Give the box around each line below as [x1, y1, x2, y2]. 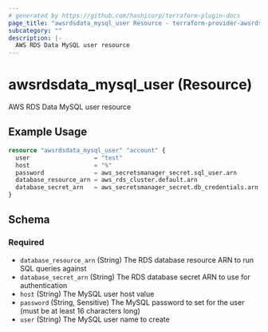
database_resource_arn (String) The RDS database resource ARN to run [19, 255, 254, 264]
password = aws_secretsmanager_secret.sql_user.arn [15, 168, 238, 176]
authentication [19, 280, 68, 290]
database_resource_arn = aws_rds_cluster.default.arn [15, 176, 198, 184]
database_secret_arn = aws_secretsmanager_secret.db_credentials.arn [15, 184, 259, 192]
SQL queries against [19, 263, 87, 273]
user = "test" [15, 153, 124, 162]
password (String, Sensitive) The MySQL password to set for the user [19, 297, 245, 307]
